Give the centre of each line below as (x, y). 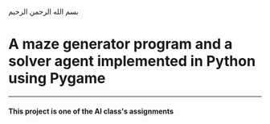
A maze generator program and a (121, 44)
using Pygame (57, 79)
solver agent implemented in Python (132, 62)
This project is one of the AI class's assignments (91, 111)
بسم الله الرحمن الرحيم (43, 12)
